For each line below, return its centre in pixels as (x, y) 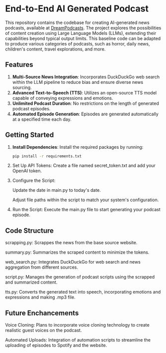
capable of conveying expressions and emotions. (63, 98)
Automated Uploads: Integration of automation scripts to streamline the (78, 340)
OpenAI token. (27, 171)
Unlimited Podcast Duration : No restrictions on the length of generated (85, 103)
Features (19, 65)
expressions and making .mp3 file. (40, 297)
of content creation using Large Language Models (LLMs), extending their (81, 33)
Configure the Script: (34, 181)
